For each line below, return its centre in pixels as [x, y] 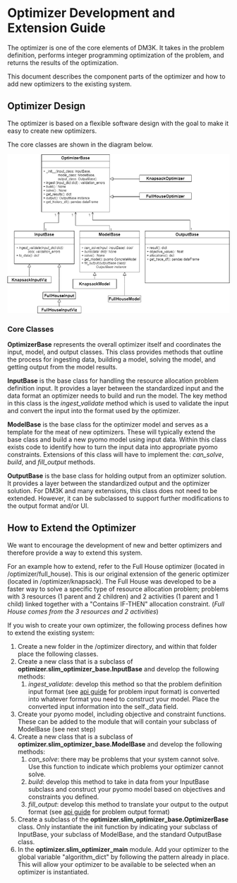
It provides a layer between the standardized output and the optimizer [109, 483]
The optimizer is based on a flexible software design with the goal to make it [118, 123]
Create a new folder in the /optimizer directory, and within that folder [117, 646]
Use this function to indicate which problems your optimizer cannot [126, 766]
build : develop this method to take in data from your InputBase [119, 781]
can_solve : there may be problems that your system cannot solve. [124, 759]
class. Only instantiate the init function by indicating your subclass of [117, 826]
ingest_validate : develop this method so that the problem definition [125, 683]
